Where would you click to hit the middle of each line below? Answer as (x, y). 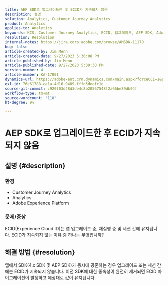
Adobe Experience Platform (41, 203)
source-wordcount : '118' (31, 98)
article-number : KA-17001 (32, 75)
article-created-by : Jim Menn (37, 51)
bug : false (16, 47)
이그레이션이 (17, 278)
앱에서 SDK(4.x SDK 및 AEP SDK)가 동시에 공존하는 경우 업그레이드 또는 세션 (81, 265)
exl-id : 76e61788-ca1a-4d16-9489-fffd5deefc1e (54, 84)
